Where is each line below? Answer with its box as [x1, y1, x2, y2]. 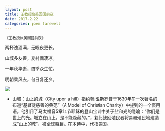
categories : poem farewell [5, 21, 61, 26]
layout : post [5, 7, 32, 12]
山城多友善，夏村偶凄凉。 [5, 55, 57, 61]
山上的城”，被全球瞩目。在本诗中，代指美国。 [18, 121, 112, 127]
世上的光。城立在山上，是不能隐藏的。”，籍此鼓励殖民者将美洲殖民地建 [12, 115, 155, 121]
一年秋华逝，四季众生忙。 [5, 66, 57, 72]
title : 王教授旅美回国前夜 [5, 12, 54, 17]
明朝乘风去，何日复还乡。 [5, 76, 57, 82]
